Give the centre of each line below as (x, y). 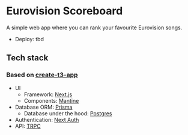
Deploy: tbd (29, 39)
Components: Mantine (51, 100)
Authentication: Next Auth (47, 119)
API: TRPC (28, 126)
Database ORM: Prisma (44, 107)
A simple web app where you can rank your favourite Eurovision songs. (94, 27)
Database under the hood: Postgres (68, 113)
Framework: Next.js (48, 94)
